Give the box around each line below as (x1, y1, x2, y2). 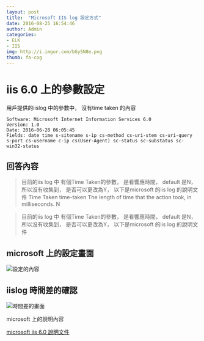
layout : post (6, 9, 40, 15)
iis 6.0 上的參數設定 (6, 82, 105, 97)
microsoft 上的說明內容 (6, 315, 64, 323)
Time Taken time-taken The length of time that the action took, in (28, 194, 192, 201)
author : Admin (6, 26, 43, 32)
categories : (6, 32, 37, 38)
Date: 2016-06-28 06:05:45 (6, 127, 75, 133)
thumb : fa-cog (6, 54, 43, 61)
